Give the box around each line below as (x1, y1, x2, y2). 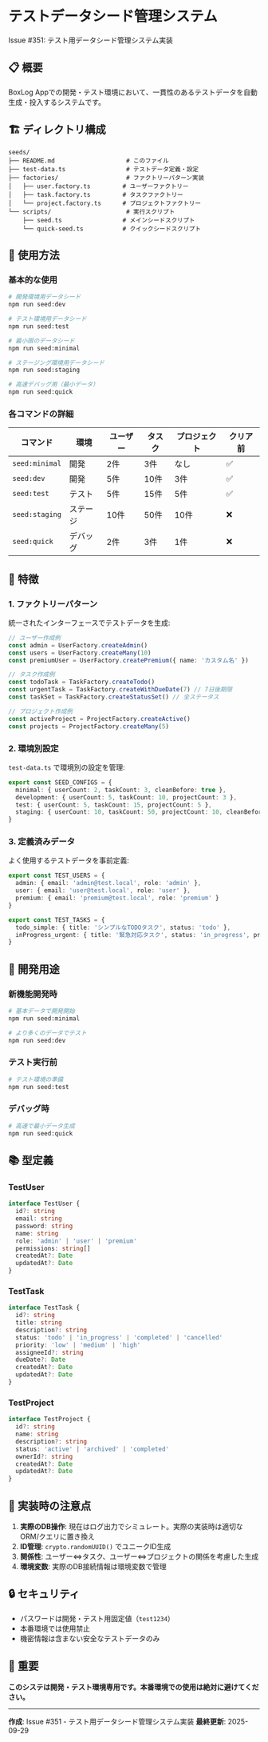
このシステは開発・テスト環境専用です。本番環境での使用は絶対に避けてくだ (8, 1682, 259, 1692)
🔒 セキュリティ (8, 1588, 80, 1601)
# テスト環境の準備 (8, 1075, 64, 1083)
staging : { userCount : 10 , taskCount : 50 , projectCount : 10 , (15, 808, 223, 816)
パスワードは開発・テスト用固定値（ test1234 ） (19, 1613, 175, 1623)
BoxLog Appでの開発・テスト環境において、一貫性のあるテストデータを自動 (8, 87, 258, 97)
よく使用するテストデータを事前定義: (8, 855, 130, 865)
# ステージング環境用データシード (8, 358, 105, 366)
